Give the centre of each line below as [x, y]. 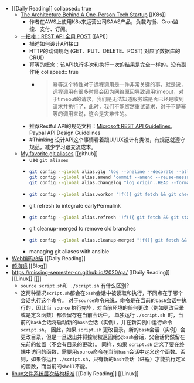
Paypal [37, 133]
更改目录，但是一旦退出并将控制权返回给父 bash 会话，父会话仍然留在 [103, 337]
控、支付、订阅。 [50, 29]
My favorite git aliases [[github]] [59, 154]
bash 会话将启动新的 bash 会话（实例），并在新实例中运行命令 [102, 323]
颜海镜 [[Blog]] [29, 266]
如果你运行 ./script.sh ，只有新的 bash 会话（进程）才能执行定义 [108, 359]
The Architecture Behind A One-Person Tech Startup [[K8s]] [93, 15]
